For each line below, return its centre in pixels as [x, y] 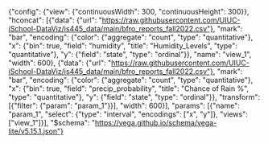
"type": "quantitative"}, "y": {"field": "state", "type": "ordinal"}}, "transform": [134, 97]
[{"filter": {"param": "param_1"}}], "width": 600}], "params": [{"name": [124, 105]
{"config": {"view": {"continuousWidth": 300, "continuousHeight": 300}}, [129, 12]
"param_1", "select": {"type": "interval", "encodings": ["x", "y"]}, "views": [128, 114]
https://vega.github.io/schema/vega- [156, 123]
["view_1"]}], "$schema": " [52, 123]
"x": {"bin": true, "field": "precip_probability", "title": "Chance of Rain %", [129, 88]
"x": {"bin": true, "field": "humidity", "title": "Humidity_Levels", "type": [123, 46]
